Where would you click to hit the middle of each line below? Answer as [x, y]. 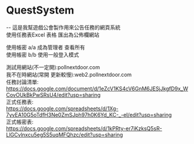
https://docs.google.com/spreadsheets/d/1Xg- [62, 108]
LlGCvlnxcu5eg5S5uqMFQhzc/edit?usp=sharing [65, 135]
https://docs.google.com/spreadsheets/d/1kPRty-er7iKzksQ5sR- [84, 128]
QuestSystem [40, 10]
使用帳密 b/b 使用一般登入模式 [43, 54]
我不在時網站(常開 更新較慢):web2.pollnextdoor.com [69, 74]
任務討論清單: [23, 82]
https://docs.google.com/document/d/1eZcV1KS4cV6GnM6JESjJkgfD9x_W [97, 89]
